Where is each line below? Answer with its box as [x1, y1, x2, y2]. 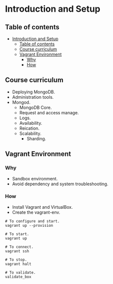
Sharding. [26, 135, 46, 141]
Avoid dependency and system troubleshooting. [12, 181, 109, 187]
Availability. [19, 120, 42, 126]
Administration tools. [12, 94, 54, 100]
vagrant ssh [5, 248, 29, 254]
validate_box [5, 274, 32, 279]
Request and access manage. [19, 109, 79, 115]
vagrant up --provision [5, 223, 54, 228]
